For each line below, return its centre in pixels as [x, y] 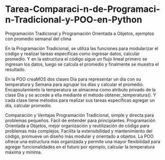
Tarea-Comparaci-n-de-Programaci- [82, 9]
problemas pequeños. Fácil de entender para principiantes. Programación [80, 120]
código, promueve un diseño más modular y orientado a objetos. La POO [79, 136]
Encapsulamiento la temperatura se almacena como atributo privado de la [81, 89]
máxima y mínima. [24, 152]
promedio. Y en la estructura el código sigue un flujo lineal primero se [76, 59]
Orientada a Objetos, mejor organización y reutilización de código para [77, 126]
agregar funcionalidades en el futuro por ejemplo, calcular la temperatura [80, 147]
